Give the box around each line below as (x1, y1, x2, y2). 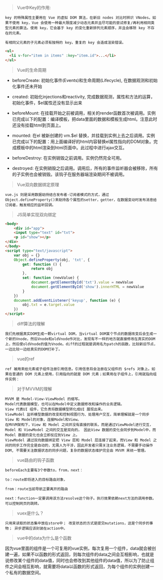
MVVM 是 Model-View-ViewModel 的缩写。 (5, 397, 82, 402)
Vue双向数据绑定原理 (16, 181, 59, 187)
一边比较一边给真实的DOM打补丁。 (5, 347, 62, 352)
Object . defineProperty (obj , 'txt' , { (14, 257, 90, 262)
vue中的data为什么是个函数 (16, 535, 72, 541)
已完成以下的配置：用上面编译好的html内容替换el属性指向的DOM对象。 (12, 138, 154, 145)
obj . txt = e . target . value (22, 303, 75, 307)
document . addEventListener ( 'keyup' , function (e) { (14, 298, 120, 303)
